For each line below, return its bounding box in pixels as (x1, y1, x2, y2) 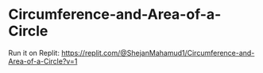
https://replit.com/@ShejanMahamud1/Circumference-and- (60, 48, 255, 57)
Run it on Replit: (8, 48, 60, 57)
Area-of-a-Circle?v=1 (8, 57, 78, 66)
